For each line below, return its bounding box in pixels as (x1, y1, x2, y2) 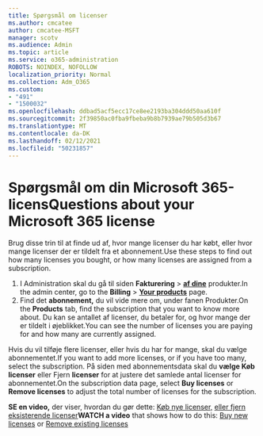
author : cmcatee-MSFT (8, 26, 80, 34)
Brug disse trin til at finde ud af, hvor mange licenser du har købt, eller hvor (8, 239, 253, 248)
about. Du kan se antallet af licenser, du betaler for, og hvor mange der (19, 312, 251, 322)
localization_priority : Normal (8, 71, 112, 78)
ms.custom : (8, 85, 44, 94)
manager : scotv (8, 33, 59, 42)
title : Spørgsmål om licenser (8, 11, 109, 20)
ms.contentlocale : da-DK (8, 129, 90, 137)
